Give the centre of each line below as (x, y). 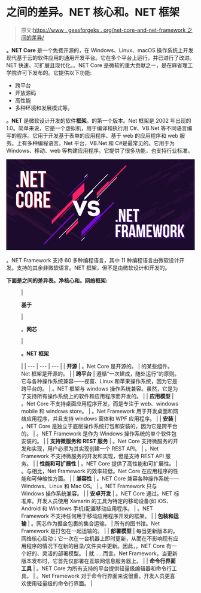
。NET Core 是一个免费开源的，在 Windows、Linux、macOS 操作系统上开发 (100, 50)
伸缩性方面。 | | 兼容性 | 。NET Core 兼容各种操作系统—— (108, 478)
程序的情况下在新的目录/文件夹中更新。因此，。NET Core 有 (99, 546)
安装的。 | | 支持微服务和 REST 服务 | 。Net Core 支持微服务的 (97, 441)
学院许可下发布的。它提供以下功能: (49, 72)
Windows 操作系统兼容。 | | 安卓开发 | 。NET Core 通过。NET (97, 493)
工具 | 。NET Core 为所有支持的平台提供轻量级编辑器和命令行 (97, 568)
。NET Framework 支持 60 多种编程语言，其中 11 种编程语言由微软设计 (93, 260)
